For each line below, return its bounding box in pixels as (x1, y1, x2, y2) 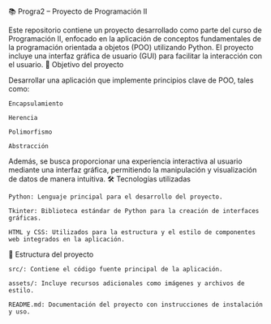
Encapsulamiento (8, 100, 63, 108)
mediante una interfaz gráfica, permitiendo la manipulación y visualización (8, 165, 257, 174)
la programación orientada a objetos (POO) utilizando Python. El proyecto (8, 43, 254, 52)
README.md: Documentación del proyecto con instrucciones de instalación (8, 301, 264, 309)
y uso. (8, 308, 31, 316)
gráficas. (8, 214, 42, 222)
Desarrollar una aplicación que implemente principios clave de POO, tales (8, 75, 254, 85)
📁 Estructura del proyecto (8, 249, 94, 259)
